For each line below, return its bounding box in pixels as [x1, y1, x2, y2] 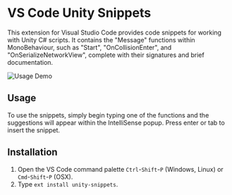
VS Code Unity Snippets [7, 5, 152, 21]
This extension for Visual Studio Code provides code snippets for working [7, 28, 222, 37]
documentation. [7, 58, 54, 66]
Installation [7, 146, 58, 158]
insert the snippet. [7, 125, 61, 134]
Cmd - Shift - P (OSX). [17, 172, 73, 181]
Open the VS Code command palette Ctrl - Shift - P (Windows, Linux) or [17, 165, 224, 173]
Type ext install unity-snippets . [17, 180, 118, 188]
